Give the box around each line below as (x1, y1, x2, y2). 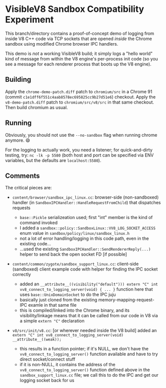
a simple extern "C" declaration (19, 318, 85, 324)
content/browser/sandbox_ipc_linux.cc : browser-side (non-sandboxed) (12, 194, 159, 200)
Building (5, 75, 31, 84)
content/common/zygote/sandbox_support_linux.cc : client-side (12, 261, 139, 267)
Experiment (5, 14, 54, 25)
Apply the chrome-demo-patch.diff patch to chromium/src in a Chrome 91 (5, 88, 153, 95)
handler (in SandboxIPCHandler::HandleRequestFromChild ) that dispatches (12, 200, 161, 206)
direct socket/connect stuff (19, 356, 75, 362)
